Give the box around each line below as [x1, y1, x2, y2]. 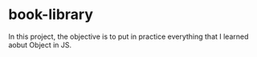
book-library [8, 6, 94, 24]
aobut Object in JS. [8, 40, 72, 49]
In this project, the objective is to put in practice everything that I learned [8, 32, 249, 41]
